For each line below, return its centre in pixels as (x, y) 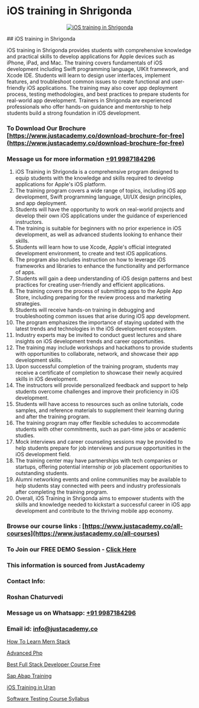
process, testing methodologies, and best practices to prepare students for (98, 94)
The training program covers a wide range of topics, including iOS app (101, 191)
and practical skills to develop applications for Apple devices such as (91, 56)
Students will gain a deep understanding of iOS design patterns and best (104, 278)
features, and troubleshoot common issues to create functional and (89, 82)
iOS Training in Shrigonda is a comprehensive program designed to (97, 172)
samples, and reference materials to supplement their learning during (99, 410)
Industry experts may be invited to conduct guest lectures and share (98, 335)
